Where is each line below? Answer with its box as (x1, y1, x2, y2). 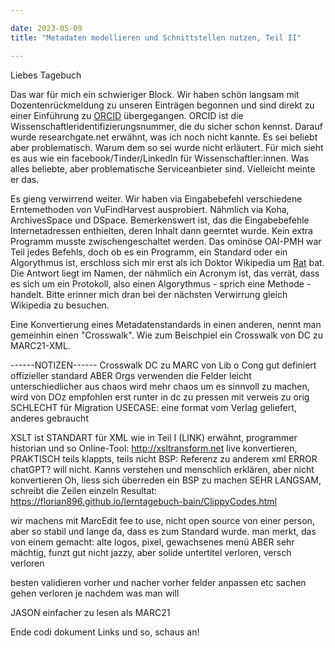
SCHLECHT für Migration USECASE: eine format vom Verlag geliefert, (10, 401, 297, 413)
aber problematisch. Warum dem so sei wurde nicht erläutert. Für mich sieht (10, 141, 324, 153)
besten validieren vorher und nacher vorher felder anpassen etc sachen (10, 576, 307, 588)
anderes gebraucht (10, 412, 89, 424)
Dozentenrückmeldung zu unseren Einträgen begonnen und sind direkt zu (10, 99, 315, 111)
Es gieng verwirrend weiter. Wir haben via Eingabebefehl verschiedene (10, 192, 303, 205)
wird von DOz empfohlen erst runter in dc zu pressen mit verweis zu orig (10, 391, 310, 403)
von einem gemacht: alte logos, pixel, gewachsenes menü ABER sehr (10, 536, 295, 548)
